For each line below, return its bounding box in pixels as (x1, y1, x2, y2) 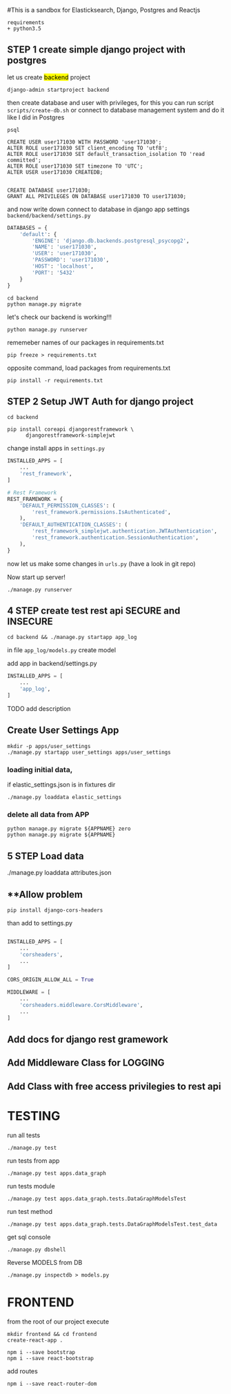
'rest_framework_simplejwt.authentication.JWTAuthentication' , (32, 528, 217, 535)
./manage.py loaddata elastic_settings (7, 794, 122, 801)
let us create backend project (7, 72, 91, 81)
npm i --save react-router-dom (7, 1380, 97, 1387)
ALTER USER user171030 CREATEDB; (7, 168, 103, 175)
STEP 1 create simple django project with (7, 44, 186, 56)
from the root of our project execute (7, 1317, 109, 1326)
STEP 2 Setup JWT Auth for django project (7, 395, 194, 407)
